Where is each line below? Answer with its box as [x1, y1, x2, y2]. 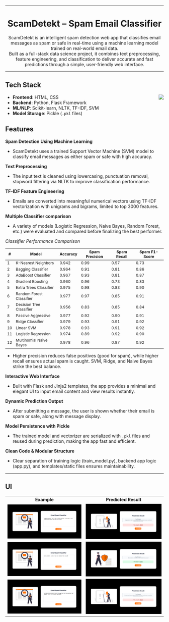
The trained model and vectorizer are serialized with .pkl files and [12, 433, 150, 439]
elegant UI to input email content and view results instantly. [12, 388, 135, 394]
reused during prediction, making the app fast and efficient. [12, 438, 136, 444]
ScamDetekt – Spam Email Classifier [7, 18, 162, 29]
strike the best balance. [12, 363, 61, 369]
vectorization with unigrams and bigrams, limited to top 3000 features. [12, 203, 159, 210]
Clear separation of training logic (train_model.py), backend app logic [12, 457, 157, 463]
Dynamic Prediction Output [5, 398, 63, 404]
